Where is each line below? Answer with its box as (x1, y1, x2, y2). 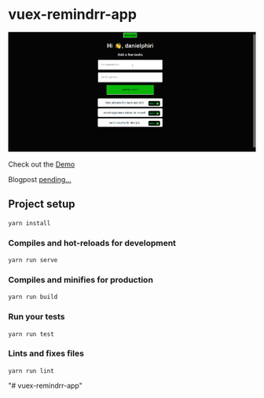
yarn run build (8, 293, 58, 301)
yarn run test (8, 330, 55, 338)
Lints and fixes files (8, 348, 85, 359)
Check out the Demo (8, 159, 75, 169)
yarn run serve (8, 256, 58, 264)
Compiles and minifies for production (8, 274, 153, 285)
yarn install (8, 219, 51, 227)
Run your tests (8, 312, 65, 323)
